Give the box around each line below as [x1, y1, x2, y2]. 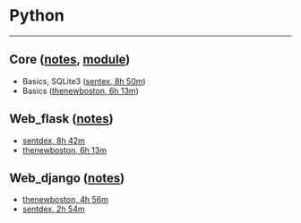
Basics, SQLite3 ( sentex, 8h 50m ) [21, 75, 146, 86]
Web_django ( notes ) [9, 170, 125, 185]
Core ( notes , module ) [9, 52, 131, 67]
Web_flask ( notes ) [9, 111, 114, 126]
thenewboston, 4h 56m [21, 194, 109, 205]
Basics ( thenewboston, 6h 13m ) [21, 85, 139, 96]
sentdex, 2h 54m [21, 203, 85, 215]
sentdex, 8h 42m [21, 135, 85, 146]
